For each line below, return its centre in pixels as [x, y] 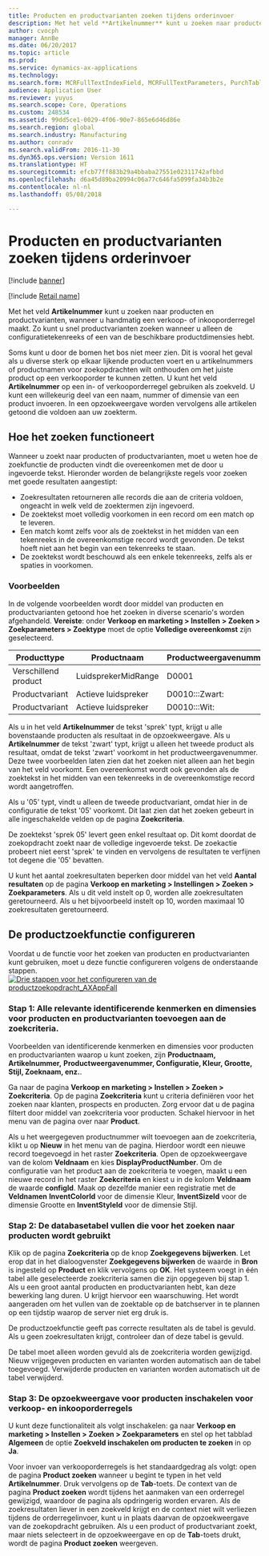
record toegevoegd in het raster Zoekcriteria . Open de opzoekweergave [128, 1153]
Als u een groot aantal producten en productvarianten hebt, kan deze [122, 1287]
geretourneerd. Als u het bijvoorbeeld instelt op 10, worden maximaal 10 [126, 901]
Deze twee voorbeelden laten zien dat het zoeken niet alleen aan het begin [131, 761]
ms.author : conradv [41, 142]
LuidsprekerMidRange [117, 676]
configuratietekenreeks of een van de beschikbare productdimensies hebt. [131, 336]
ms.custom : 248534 [39, 113]
